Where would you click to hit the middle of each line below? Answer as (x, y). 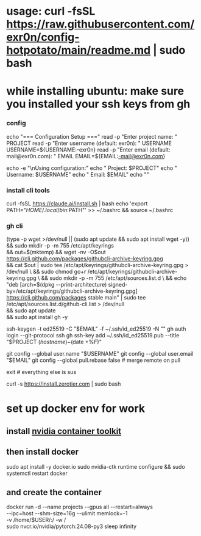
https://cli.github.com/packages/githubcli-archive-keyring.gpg (85, 259)
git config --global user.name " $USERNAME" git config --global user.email (100, 354)
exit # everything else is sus (41, 372)
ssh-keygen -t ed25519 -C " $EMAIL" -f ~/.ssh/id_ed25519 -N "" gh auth (96, 329)
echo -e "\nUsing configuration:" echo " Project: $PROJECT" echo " (92, 168)
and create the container (54, 492)
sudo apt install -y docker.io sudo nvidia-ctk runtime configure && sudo (96, 466)
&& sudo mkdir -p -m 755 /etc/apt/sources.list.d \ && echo (114, 278)
